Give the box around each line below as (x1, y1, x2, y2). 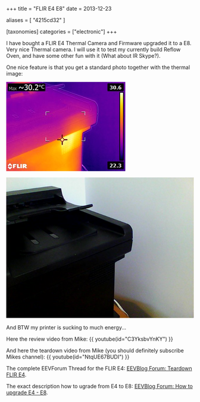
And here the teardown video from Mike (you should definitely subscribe (6, 347, 185, 354)
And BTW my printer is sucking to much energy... (6, 324, 127, 331)
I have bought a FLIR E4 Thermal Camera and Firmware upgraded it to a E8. (6, 40, 192, 46)
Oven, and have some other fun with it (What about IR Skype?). (6, 52, 161, 59)
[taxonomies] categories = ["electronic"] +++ (6, 28, 117, 35)
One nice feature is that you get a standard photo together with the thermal (6, 64, 190, 71)
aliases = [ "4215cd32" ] (6, 17, 65, 23)
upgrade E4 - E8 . (6, 389, 48, 396)
